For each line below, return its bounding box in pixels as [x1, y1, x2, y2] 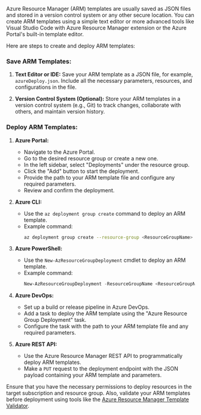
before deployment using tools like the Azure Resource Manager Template [6, 396, 190, 403]
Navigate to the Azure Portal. [23, 148, 96, 156]
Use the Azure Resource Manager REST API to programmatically [23, 353, 183, 360]
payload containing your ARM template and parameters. [23, 372, 162, 379]
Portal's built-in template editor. [6, 31, 84, 38]
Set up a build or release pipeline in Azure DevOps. [23, 303, 150, 311]
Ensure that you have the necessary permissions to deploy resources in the [6, 383, 192, 390]
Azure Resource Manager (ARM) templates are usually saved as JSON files [6, 5, 191, 12]
